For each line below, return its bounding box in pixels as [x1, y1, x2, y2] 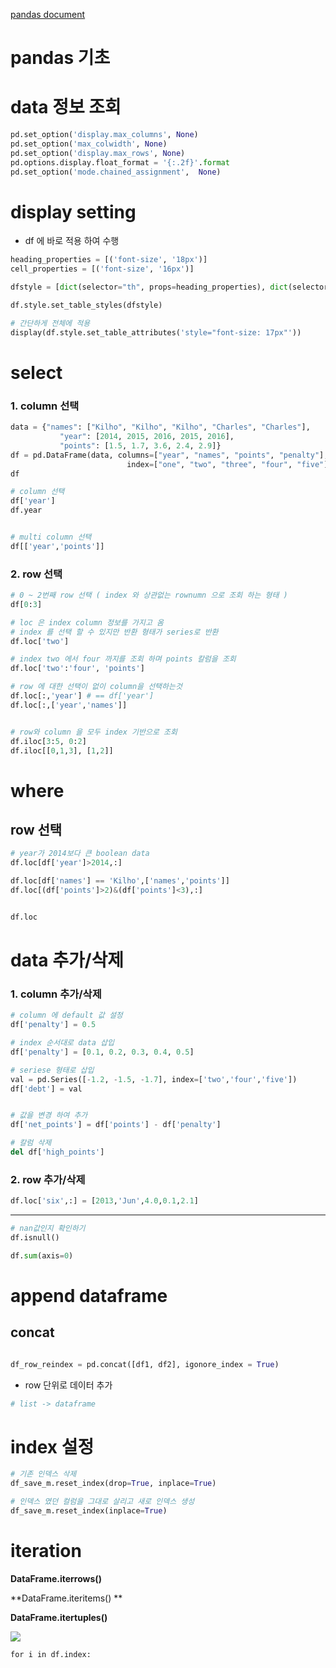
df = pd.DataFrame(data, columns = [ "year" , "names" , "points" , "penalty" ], [10, 450, 329, 460]
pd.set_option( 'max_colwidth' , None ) [10, 139, 168, 149]
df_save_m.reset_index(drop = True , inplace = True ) [10, 1479, 217, 1489]
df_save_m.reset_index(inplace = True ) [10, 1506, 168, 1516]
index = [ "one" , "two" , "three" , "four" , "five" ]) [126, 459, 333, 469]
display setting [10, 200, 137, 223]
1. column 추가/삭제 [10, 987, 102, 1001]
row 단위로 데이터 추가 [24, 1379, 113, 1391]
